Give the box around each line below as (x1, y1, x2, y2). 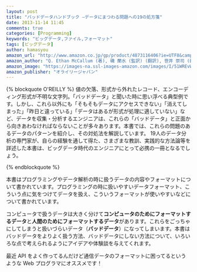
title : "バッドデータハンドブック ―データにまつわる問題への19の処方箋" (6, 14, 163, 20)
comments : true (6, 25, 43, 31)
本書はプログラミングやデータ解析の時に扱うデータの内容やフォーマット (6, 176, 181, 183)
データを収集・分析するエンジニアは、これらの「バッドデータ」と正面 (16, 115, 186, 122)
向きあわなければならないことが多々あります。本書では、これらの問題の (11, 122, 186, 130)
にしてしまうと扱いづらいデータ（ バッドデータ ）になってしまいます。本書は (6, 225, 191, 233)
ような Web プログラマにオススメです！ (6, 260, 103, 267)
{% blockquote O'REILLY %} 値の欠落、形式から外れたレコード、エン (6, 86, 174, 93)
